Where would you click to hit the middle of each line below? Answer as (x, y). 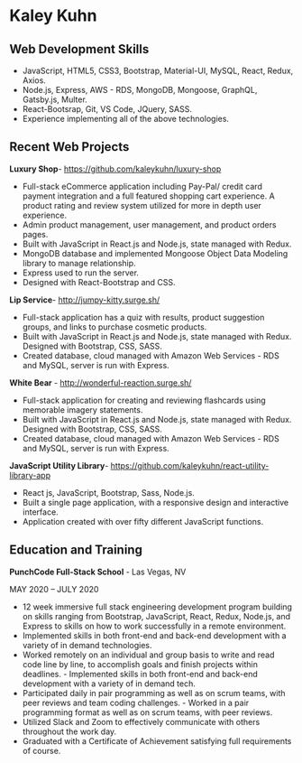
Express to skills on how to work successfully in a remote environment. (154, 626)
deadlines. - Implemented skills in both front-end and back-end (140, 674)
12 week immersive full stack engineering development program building (157, 607)
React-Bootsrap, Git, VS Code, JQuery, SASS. (107, 109)
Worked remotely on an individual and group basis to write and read (148, 655)
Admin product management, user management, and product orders (149, 224)
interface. (40, 512)
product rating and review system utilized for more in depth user (142, 205)
